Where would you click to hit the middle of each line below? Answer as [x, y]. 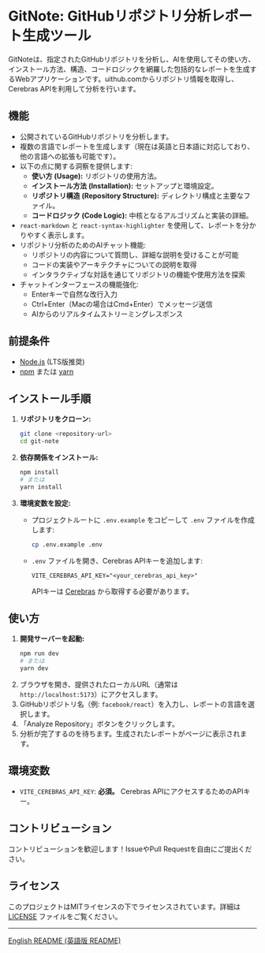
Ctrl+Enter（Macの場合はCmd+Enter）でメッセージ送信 [122, 303]
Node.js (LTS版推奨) [52, 361]
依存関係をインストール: [59, 457]
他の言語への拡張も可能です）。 [70, 156]
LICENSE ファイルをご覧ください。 [65, 916]
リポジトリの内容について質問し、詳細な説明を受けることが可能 [135, 255]
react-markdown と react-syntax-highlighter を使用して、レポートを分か [138, 225]
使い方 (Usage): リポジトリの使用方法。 [96, 176]
